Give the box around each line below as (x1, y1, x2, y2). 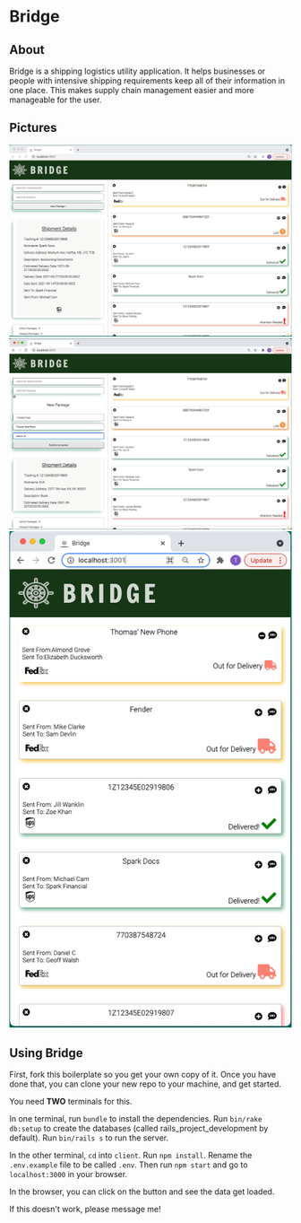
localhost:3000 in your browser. (9, 1169, 128, 1179)
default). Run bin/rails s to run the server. (9, 1132, 168, 1143)
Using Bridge (9, 1045, 83, 1061)
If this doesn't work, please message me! (9, 1204, 161, 1214)
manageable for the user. (9, 94, 102, 105)
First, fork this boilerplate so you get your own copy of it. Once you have (9, 1070, 276, 1079)
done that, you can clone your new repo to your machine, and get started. (9, 1079, 282, 1089)
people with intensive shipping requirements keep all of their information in (9, 75, 285, 86)
